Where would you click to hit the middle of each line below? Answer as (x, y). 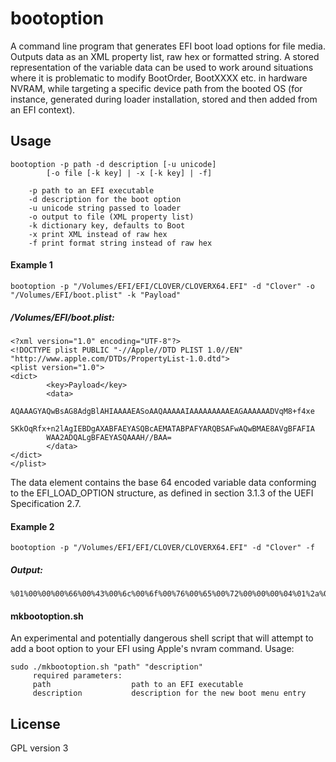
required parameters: (77, 676)
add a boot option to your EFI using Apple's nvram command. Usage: (152, 649)
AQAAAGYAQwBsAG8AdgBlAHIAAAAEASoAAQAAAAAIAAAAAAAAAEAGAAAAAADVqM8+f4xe (162, 411)
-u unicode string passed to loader (105, 208)
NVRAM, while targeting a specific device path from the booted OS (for (156, 88)
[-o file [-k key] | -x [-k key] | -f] (129, 173)
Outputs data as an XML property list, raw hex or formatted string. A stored (165, 56)
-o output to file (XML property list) (111, 217)
